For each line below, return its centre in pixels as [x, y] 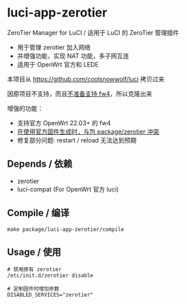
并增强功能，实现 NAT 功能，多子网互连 [73, 56]
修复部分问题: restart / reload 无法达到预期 [77, 140]
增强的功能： [25, 108]
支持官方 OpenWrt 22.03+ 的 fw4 [64, 123]
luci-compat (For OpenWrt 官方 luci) [68, 189]
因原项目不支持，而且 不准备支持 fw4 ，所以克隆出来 [80, 94]
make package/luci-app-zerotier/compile [66, 229]
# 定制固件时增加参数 [33, 289]
